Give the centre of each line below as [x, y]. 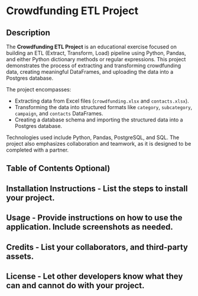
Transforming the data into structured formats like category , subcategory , [103, 107]
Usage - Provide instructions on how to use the [94, 218]
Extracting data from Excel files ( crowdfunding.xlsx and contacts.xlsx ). [102, 101]
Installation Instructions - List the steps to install [97, 188]
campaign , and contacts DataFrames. [59, 114]
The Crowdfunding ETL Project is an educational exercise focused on [92, 47]
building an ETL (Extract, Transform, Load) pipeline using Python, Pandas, [96, 53]
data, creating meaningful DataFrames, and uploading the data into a [90, 72]
